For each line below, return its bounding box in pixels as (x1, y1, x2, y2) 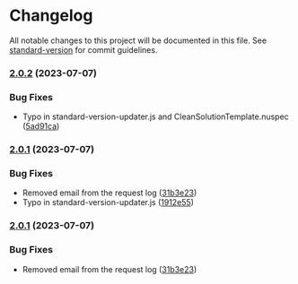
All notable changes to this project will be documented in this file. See (9, 35, 267, 46)
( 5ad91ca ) (22, 121, 60, 132)
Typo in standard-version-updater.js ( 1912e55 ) (22, 197, 195, 208)
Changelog (9, 5, 93, 26)
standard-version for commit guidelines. (9, 44, 158, 55)
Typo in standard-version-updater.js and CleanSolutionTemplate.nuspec (22, 111, 289, 122)
